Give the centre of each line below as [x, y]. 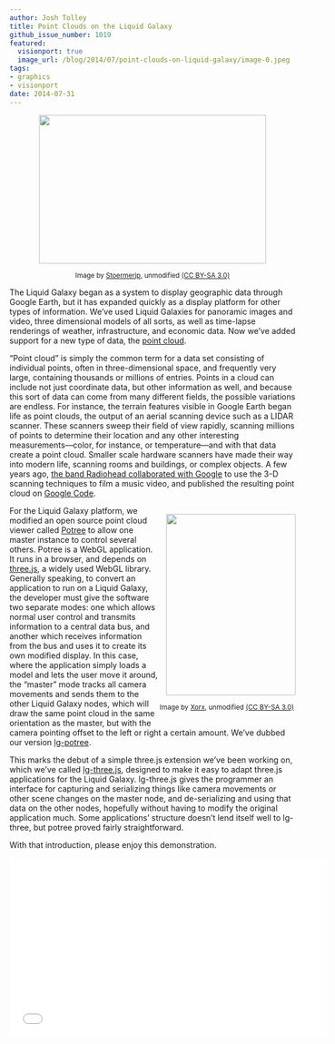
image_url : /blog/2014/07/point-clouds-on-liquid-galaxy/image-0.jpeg [154, 60]
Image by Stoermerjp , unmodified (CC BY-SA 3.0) [153, 275]
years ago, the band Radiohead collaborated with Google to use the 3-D [144, 474]
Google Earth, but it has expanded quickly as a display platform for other [145, 301]
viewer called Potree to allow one [72, 530]
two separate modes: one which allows [83, 607]
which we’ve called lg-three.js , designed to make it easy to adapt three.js [146, 769]
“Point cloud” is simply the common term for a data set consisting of [137, 358]
